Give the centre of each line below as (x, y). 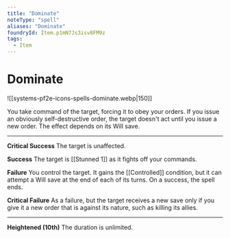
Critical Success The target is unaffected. (66, 145)
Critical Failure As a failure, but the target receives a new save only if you (111, 200)
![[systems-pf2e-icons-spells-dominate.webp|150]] (80, 98)
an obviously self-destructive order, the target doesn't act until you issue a (112, 119)
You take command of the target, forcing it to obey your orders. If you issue (113, 111)
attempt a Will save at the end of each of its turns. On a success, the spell (111, 180)
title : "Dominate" (33, 13)
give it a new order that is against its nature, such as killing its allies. (103, 207)
